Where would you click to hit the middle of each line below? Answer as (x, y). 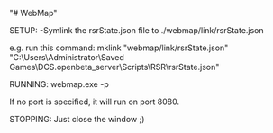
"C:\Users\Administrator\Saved (67, 57)
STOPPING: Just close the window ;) (77, 119)
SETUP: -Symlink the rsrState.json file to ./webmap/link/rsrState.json (136, 30)
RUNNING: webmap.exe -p (59, 84)
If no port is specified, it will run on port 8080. (95, 102)
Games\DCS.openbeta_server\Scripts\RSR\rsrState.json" (114, 67)
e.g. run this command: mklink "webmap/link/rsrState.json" (119, 48)
